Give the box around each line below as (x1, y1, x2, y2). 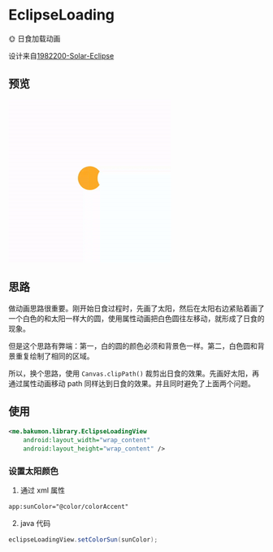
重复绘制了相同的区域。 (15, 351, 94, 361)
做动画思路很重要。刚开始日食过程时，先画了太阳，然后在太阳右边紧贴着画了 (8, 303, 265, 313)
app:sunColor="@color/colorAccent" (8, 502, 129, 511)
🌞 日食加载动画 (8, 33, 61, 43)
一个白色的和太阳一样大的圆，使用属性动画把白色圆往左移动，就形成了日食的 (8, 313, 265, 323)
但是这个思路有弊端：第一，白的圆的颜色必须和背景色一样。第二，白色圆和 (8, 341, 258, 350)
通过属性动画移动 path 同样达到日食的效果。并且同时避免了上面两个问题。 (8, 378, 256, 388)
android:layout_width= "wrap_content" (23, 437, 151, 445)
